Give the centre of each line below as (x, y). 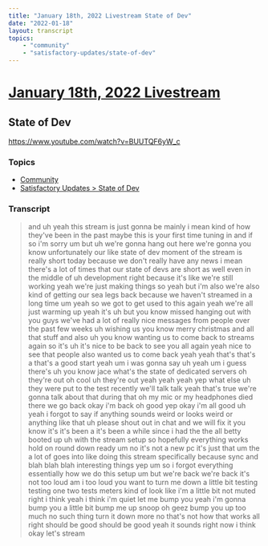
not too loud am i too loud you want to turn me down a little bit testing (143, 482)
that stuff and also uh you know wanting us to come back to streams (141, 337)
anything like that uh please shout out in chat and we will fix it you (137, 423)
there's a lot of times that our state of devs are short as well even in (139, 269)
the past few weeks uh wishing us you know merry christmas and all (141, 329)
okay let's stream (57, 533)
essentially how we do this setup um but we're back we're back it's (139, 473)
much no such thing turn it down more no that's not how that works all (144, 516)
